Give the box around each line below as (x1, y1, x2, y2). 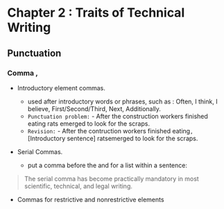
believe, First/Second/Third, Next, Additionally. (27, 104, 162, 112)
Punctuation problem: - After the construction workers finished (27, 112, 208, 120)
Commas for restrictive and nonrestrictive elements (17, 195, 164, 203)
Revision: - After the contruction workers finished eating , (27, 126, 193, 135)
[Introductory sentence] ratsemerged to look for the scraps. (27, 134, 198, 142)
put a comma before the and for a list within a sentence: (27, 161, 187, 169)
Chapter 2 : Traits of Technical (7, 5, 185, 21)
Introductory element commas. (17, 83, 105, 92)
